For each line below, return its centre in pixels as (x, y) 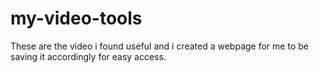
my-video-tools (76, 18)
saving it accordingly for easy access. (88, 56)
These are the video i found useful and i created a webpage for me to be (159, 46)
